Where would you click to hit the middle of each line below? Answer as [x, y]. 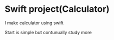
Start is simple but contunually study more [48, 32]
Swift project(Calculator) [57, 9]
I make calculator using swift [34, 23]
